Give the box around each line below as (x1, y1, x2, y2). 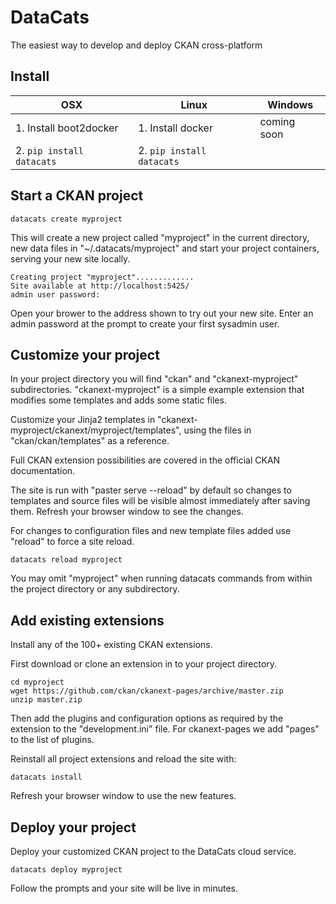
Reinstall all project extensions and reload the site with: (10, 753, 237, 765)
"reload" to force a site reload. (10, 536, 135, 548)
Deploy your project (10, 819, 137, 836)
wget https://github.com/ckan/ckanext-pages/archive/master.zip (10, 686, 284, 696)
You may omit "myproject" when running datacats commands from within (10, 572, 313, 585)
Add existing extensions (10, 612, 165, 629)
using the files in (183, 424, 252, 436)
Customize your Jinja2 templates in (10, 414, 156, 426)
